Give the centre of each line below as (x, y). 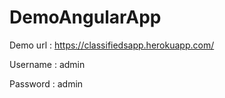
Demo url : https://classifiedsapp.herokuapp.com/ (112, 45)
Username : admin (47, 64)
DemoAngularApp (85, 17)
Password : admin (46, 83)
